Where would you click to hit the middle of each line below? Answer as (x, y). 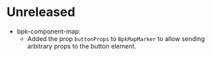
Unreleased (41, 12)
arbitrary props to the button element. (82, 46)
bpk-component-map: (49, 31)
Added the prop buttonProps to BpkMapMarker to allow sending (116, 38)
